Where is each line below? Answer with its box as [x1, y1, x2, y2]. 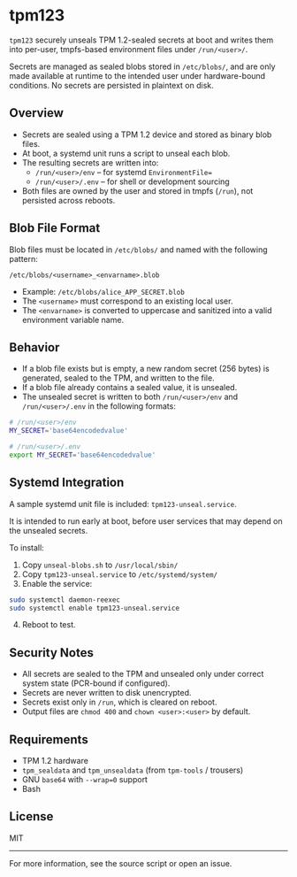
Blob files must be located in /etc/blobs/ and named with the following [9, 244, 268, 255]
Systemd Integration [9, 475, 125, 490]
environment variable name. [21, 314, 125, 325]
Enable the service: [21, 578, 93, 589]
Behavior [9, 340, 60, 355]
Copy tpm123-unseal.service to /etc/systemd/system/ [21, 568, 218, 580]
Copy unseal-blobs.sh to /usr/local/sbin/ [21, 559, 179, 570]
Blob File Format [9, 220, 101, 235]
